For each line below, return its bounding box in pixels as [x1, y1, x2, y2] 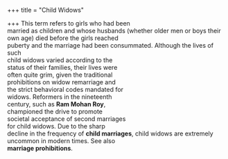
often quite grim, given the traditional [7, 71, 113, 79]
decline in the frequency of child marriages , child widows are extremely [7, 129, 213, 138]
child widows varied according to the [7, 56, 113, 64]
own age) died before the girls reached [7, 34, 119, 42]
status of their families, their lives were [7, 64, 118, 71]
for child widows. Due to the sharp [7, 122, 106, 130]
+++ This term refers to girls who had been [7, 19, 130, 27]
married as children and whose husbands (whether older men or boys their [7, 27, 222, 35]
